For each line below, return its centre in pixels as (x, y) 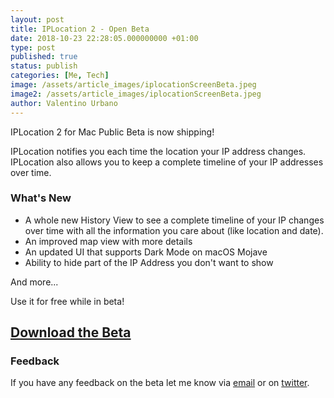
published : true (44, 57)
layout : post (37, 19)
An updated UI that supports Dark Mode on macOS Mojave (146, 252)
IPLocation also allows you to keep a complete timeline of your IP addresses (167, 162)
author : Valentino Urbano (64, 103)
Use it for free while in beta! (67, 301)
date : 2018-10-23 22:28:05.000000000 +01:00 (104, 38)
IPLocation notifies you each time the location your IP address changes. (158, 151)
